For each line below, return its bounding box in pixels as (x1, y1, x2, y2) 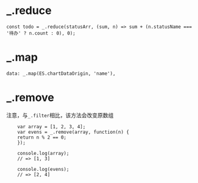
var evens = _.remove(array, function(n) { (17, 129, 130, 135)
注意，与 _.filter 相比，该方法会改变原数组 (6, 111, 114, 119)
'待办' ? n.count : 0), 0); (6, 30, 76, 36)
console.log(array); (17, 150, 69, 156)
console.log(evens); (17, 166, 69, 172)
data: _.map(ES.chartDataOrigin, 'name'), (6, 71, 116, 77)
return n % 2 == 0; (17, 134, 67, 140)
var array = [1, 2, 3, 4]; (17, 123, 86, 129)
